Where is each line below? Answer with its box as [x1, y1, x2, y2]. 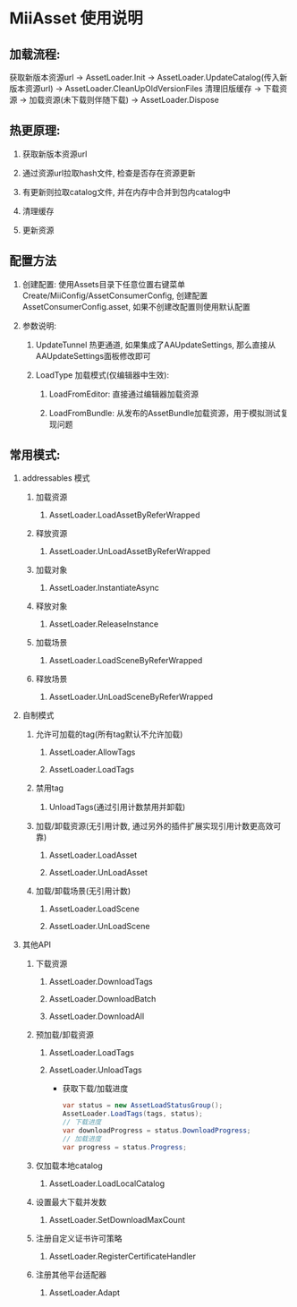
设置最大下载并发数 [35, 1196, 107, 1207]
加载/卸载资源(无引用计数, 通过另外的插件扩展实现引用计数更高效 [35, 821, 274, 832]
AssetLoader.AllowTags [48, 747, 136, 757]
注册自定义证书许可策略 [35, 1233, 123, 1243]
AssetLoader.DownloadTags [48, 977, 154, 987]
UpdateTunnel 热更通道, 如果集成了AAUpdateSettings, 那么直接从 [35, 339, 276, 350]
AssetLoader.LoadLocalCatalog [48, 1178, 165, 1189]
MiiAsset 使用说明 [9, 8, 143, 29]
